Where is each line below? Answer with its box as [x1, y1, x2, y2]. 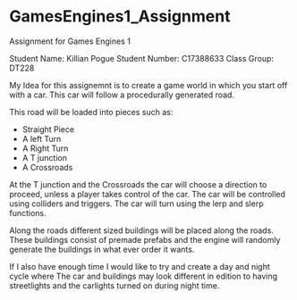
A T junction [21, 152, 67, 162]
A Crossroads [21, 162, 73, 172]
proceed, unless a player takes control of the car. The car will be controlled [9, 188, 286, 199]
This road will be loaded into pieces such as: [9, 106, 174, 117]
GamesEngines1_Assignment [9, 6, 231, 27]
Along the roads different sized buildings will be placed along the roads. [9, 225, 275, 236]
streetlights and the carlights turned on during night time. [9, 279, 220, 291]
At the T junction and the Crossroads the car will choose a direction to [9, 179, 267, 189]
